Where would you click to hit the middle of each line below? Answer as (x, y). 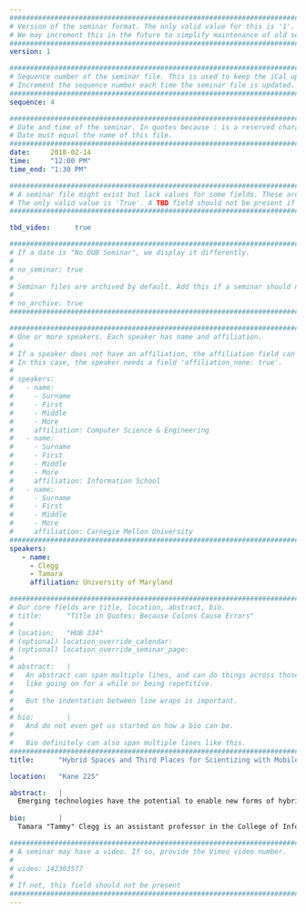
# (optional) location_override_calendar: (91, 641)
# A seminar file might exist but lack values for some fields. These (146, 194)
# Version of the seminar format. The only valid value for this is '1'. (153, 26)
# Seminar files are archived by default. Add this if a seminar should (150, 287)
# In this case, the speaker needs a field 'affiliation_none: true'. (146, 362)
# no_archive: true (46, 303)
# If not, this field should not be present (95, 886)
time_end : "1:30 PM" (49, 169)
